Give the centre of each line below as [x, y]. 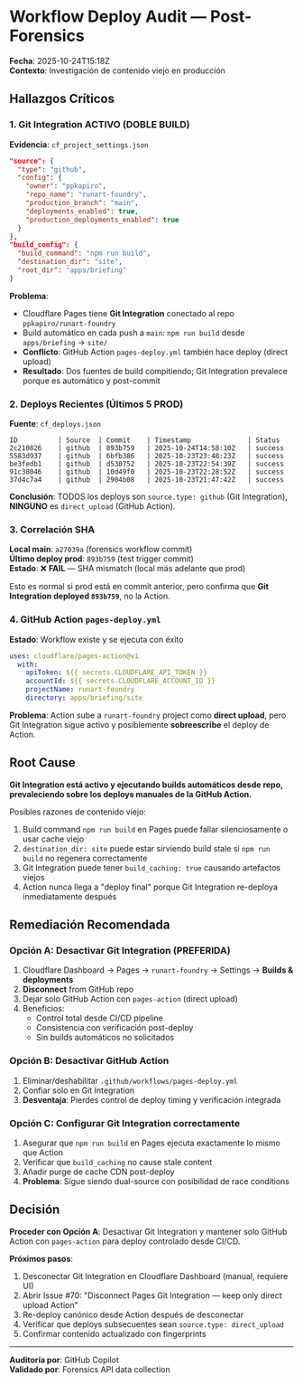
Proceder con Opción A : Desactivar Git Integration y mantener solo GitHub [148, 1231]
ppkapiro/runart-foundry [69, 324]
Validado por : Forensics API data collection [90, 1369]
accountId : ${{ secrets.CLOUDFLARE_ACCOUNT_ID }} [121, 681]
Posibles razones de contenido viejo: [78, 812]
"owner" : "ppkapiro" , [66, 186]
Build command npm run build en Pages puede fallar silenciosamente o [155, 829]
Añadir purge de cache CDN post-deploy [98, 1172]
